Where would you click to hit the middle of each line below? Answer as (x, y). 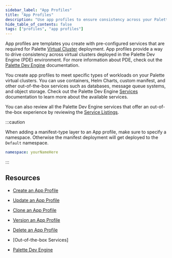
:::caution (15, 122)
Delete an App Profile (35, 230)
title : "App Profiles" (29, 15)
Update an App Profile (36, 200)
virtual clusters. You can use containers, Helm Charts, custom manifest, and (85, 81)
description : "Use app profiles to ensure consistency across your (79, 19)
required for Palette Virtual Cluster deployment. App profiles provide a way (84, 49)
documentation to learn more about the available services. (67, 97)
